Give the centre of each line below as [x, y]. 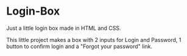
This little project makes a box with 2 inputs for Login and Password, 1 [94, 40]
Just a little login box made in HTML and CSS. [64, 28]
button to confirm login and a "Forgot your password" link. [79, 46]
